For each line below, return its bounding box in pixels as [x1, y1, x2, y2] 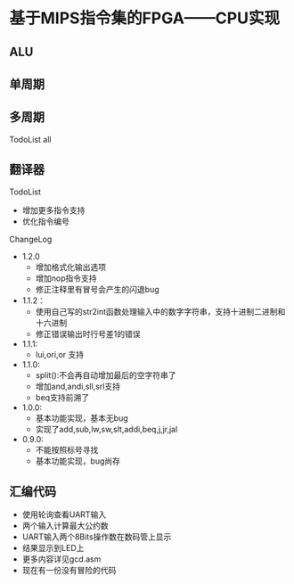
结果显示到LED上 [21, 543, 85, 554]
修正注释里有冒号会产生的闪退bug [35, 284, 160, 294]
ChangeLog [9, 234, 53, 244]
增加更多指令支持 [21, 204, 86, 215]
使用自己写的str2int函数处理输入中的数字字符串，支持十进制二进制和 [35, 306, 286, 317]
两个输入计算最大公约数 [21, 521, 109, 531]
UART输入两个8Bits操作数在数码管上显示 [21, 531, 172, 542]
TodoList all [9, 134, 52, 144]
